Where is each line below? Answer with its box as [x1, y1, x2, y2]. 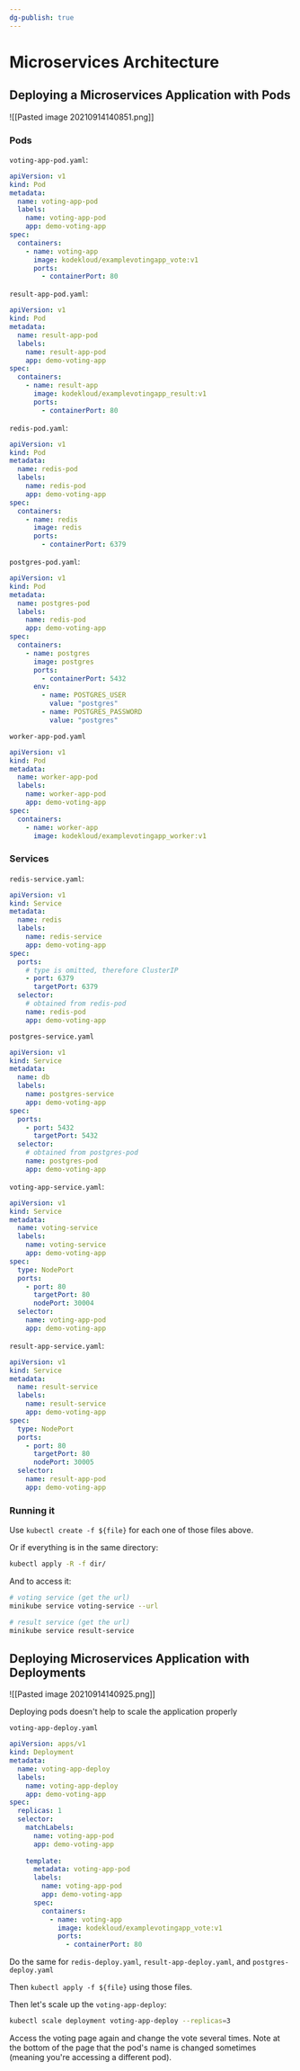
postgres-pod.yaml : [9, 557, 81, 567]
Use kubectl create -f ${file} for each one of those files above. [9, 1525, 254, 1536]
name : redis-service [25, 933, 102, 942]
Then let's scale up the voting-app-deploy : [9, 1999, 167, 2010]
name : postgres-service [25, 1090, 115, 1099]
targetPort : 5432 [32, 1131, 99, 1140]
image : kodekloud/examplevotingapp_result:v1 [32, 389, 207, 398]
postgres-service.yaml [9, 1031, 94, 1041]
